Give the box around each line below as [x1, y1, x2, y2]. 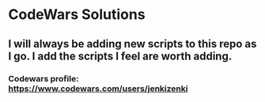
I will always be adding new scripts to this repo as [8, 37, 257, 51]
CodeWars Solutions [8, 6, 146, 24]
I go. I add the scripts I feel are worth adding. [8, 49, 233, 62]
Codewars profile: [8, 73, 79, 84]
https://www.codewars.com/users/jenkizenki [8, 83, 188, 94]
